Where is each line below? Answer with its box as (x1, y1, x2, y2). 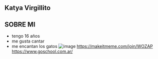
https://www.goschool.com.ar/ (11, 48, 73, 55)
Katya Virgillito (4, 4, 51, 12)
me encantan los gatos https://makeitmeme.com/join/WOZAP (11, 44, 153, 49)
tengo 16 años (11, 33, 40, 39)
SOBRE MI (4, 20, 35, 29)
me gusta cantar (11, 38, 45, 44)
